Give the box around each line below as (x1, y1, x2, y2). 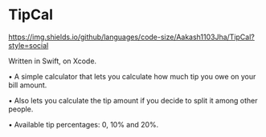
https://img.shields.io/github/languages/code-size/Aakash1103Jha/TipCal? (8, 32, 255, 42)
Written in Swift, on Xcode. (8, 56, 97, 66)
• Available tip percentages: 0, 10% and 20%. (8, 119, 159, 129)
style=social (8, 40, 49, 50)
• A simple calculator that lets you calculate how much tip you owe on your (8, 71, 256, 81)
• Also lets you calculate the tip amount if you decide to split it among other (8, 95, 259, 105)
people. (8, 104, 34, 114)
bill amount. (8, 80, 47, 90)
